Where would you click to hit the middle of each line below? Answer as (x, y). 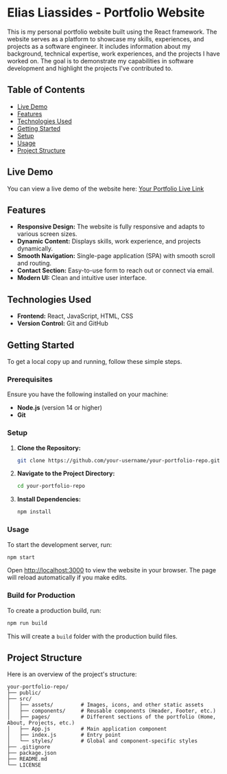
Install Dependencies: (49, 499)
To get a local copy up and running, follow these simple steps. (95, 362)
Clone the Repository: (49, 448)
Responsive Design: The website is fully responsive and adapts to (111, 227)
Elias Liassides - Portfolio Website (106, 13)
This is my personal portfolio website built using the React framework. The (112, 32)
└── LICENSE (24, 765)
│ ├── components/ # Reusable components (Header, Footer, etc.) (111, 711)
